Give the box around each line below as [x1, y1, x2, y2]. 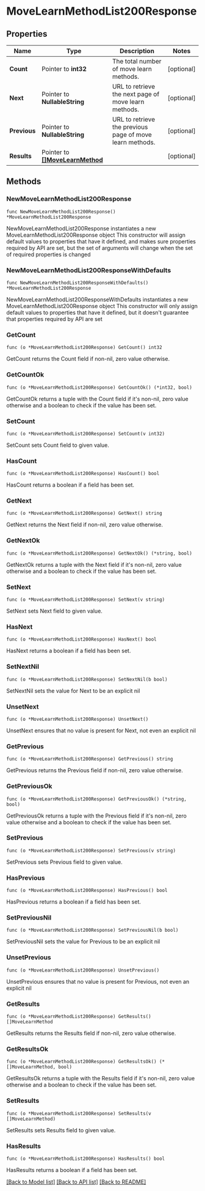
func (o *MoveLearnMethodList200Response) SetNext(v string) [6, 597, 165, 603]
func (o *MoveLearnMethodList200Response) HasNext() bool [6, 636, 157, 643]
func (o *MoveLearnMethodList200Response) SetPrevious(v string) [6, 847, 176, 854]
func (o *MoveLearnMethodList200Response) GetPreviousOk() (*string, [6, 796, 187, 802]
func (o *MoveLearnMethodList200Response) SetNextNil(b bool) [6, 676, 168, 682]
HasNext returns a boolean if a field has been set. [6, 647, 131, 655]
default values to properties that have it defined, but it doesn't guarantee [6, 309, 189, 316]
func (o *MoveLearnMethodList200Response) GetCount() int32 [6, 344, 163, 351]
